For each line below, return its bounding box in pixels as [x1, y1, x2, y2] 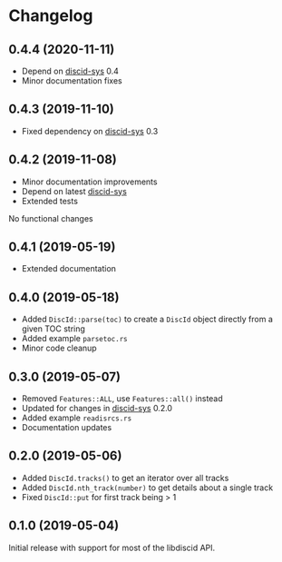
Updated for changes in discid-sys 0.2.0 [21, 403, 173, 414]
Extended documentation [21, 263, 117, 274]
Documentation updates [21, 422, 112, 433]
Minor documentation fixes [21, 75, 123, 86]
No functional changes [8, 212, 93, 223]
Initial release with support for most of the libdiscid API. [8, 542, 216, 553]
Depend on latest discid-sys [21, 185, 128, 196]
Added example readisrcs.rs [21, 412, 132, 423]
